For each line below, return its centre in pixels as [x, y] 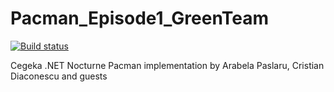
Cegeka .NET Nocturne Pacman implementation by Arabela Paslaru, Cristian [167, 65]
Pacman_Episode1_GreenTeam [140, 18]
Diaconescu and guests [59, 76]
